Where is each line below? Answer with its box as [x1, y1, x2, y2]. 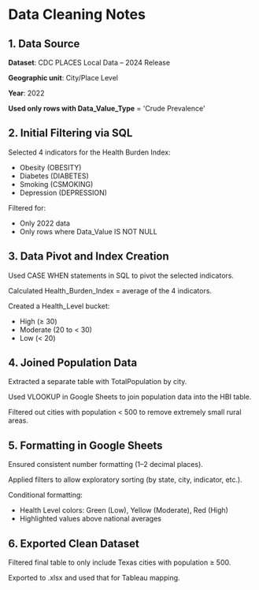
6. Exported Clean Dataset [8, 536, 140, 550]
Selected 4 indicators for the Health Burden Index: [8, 147, 171, 157]
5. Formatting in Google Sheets [8, 439, 163, 452]
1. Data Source [8, 37, 80, 50]
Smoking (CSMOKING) [19, 179, 94, 189]
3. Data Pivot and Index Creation [8, 250, 169, 263]
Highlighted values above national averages [19, 514, 161, 524]
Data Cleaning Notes [8, 6, 146, 24]
